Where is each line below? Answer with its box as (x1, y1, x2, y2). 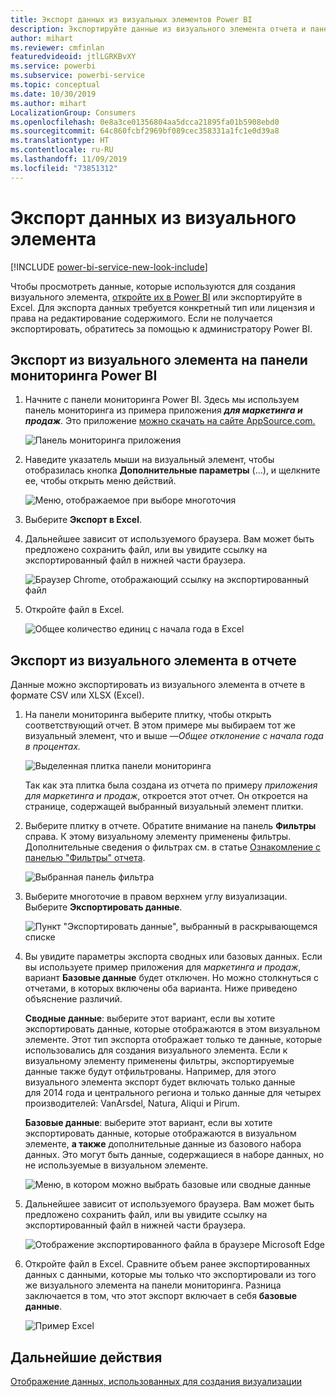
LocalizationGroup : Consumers (10, 107, 137, 118)
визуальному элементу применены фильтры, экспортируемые (24, 1055, 295, 1067)
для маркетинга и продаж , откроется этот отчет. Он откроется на (24, 790, 308, 802)
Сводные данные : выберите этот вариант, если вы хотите (24, 1012, 276, 1025)
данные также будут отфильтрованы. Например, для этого (24, 1066, 277, 1078)
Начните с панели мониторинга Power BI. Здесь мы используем (24, 394, 300, 406)
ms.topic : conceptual (10, 80, 101, 90)
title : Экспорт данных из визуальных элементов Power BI (10, 14, 253, 25)
